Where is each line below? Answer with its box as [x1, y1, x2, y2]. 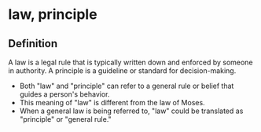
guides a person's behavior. [19, 90, 110, 99]
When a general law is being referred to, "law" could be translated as [19, 106, 244, 115]
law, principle [8, 5, 97, 24]
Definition [8, 37, 57, 50]
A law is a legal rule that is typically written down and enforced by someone [8, 57, 253, 67]
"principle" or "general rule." [19, 115, 112, 123]
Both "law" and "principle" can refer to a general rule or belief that [19, 81, 234, 90]
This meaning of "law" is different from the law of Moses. [19, 98, 206, 107]
